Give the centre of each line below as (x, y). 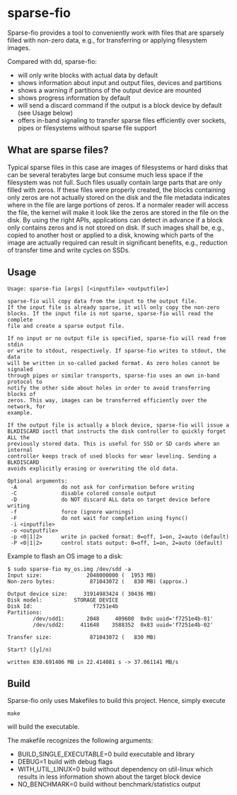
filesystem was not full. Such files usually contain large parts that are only (115, 182)
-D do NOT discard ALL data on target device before (110, 500)
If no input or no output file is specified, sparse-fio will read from (117, 338)
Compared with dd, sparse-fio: (52, 61)
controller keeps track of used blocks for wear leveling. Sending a (112, 456)
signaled (20, 369)
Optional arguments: (38, 481)
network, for (27, 406)
